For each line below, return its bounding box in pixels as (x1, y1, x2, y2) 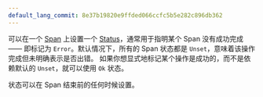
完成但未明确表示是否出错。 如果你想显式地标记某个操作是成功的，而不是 (8, 53, 244, 63)
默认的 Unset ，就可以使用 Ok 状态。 (14, 63, 128, 73)
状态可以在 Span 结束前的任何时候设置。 (8, 80, 139, 89)
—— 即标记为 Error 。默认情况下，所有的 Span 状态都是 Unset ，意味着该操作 (8, 44, 256, 53)
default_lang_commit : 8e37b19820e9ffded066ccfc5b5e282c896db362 (8, 11, 223, 20)
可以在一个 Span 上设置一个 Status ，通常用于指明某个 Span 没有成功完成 (8, 34, 244, 43)
